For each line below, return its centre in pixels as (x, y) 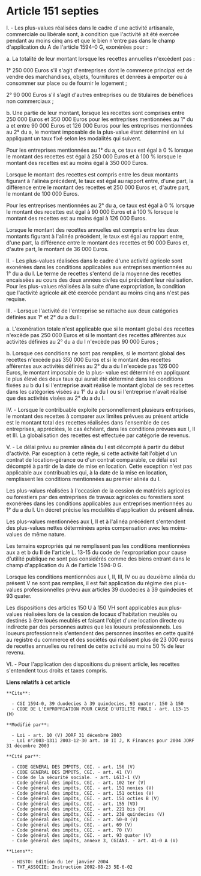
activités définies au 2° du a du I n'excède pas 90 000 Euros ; (82, 341)
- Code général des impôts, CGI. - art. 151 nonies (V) (83, 788)
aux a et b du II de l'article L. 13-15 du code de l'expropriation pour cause (97, 552)
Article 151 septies (52, 11)
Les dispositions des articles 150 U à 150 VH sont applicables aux (87, 607)
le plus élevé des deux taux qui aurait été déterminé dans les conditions (95, 379)
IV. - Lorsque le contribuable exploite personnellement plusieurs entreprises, (101, 409)
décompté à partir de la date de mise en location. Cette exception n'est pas (99, 466)
